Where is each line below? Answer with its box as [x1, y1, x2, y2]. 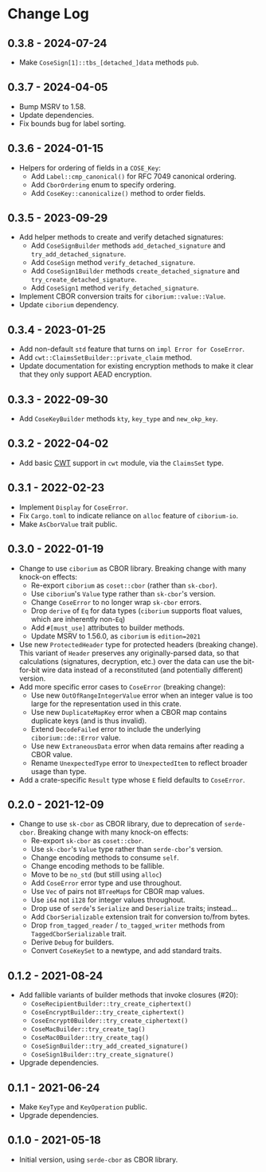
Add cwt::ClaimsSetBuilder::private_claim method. [18, 353, 193, 362]
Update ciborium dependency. [18, 300, 119, 310]
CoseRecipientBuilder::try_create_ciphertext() [30, 1000, 192, 1008]
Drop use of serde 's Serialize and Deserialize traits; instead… [30, 904, 238, 913]
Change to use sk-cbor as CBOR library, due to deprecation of [18, 819, 223, 829]
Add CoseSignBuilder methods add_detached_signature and [30, 240, 226, 251]
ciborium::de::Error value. [30, 732, 121, 742]
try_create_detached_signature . [30, 275, 137, 284]
